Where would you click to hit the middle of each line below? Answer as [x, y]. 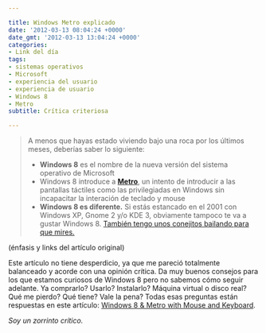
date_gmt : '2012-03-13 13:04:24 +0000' [74, 37]
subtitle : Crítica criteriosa [59, 111]
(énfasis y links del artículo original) [66, 248]
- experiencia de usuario [51, 89]
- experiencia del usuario [53, 81]
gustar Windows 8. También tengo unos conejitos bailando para [144, 224]
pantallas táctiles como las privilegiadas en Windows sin [132, 190]
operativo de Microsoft [77, 173]
